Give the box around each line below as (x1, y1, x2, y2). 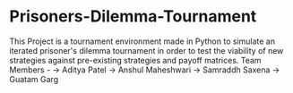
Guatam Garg (9, 73, 59, 84)
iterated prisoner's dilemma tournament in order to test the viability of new (9, 45, 284, 55)
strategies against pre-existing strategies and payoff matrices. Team (9, 55, 262, 65)
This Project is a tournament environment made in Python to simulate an (9, 36, 276, 46)
